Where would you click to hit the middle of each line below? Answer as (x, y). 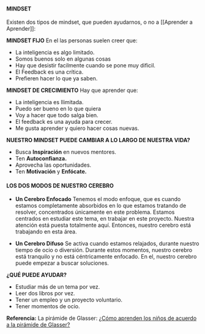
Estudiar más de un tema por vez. (58, 287)
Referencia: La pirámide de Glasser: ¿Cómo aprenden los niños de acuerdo (102, 318)
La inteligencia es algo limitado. (55, 53)
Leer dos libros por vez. (45, 294)
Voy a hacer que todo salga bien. (57, 115)
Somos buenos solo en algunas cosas (63, 59)
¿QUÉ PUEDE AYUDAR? (37, 275)
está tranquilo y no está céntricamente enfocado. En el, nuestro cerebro (106, 257)
